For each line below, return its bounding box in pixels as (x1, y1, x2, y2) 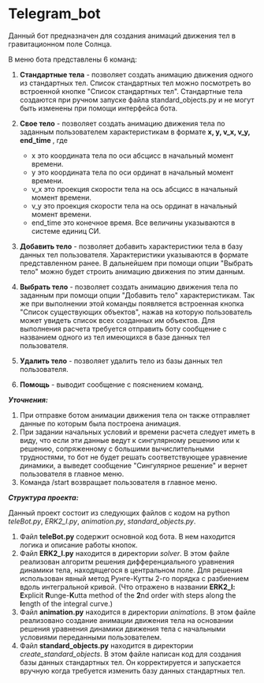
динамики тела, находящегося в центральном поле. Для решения (19, 565, 243, 575)
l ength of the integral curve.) (19, 599, 113, 608)
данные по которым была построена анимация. (19, 418, 181, 428)
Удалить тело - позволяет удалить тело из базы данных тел (19, 356, 223, 366)
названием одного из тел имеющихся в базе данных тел (19, 332, 210, 342)
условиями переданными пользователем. (19, 632, 162, 642)
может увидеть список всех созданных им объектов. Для (19, 315, 215, 325)
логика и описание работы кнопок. (19, 540, 138, 550)
